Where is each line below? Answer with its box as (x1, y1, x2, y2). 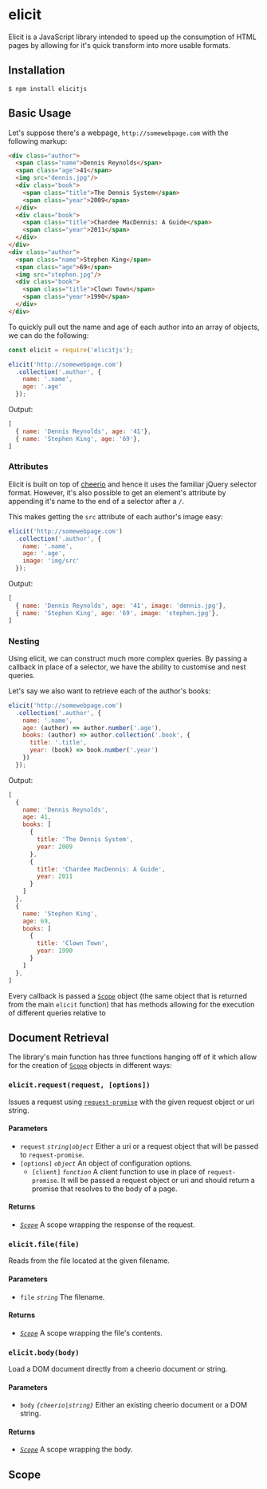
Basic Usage (8, 106, 72, 121)
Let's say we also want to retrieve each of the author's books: (8, 685, 211, 696)
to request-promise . (19, 1150, 85, 1159)
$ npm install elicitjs (8, 85, 88, 93)
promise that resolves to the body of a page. (31, 1184, 178, 1193)
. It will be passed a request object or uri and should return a (57, 1175, 255, 1185)
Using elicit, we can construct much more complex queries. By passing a (8, 653, 248, 663)
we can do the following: (8, 330, 89, 340)
